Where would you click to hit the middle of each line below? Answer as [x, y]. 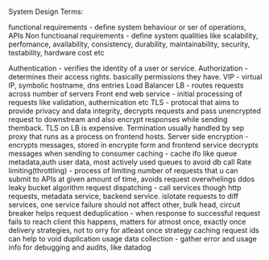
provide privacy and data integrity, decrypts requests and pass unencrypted [135, 111]
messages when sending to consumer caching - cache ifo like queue [123, 153]
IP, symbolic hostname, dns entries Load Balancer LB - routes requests [126, 85]
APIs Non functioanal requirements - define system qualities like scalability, [133, 36]
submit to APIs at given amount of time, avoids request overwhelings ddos [132, 179]
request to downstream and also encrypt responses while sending [118, 119]
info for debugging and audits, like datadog [80, 247]
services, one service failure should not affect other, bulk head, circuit [124, 205]
